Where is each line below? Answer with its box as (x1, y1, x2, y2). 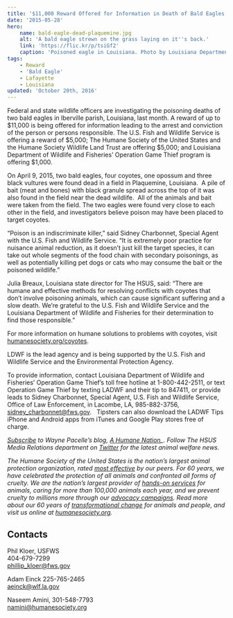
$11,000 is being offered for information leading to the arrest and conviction (7, 121, 223, 130)
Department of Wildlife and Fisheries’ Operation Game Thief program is (7, 150, 212, 159)
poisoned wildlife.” (7, 266, 60, 274)
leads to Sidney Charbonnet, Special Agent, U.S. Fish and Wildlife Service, (7, 393, 220, 402)
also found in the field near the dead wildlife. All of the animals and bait (7, 193, 212, 202)
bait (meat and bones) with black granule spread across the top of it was (7, 186, 215, 195)
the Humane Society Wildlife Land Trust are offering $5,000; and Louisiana (7, 143, 221, 152)
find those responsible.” (7, 316, 76, 324)
